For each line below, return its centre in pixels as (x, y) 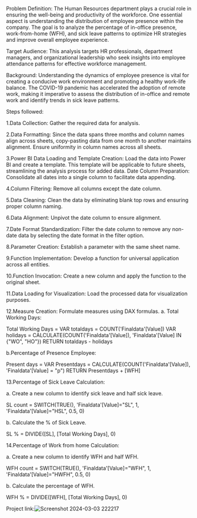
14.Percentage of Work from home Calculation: (63, 445)
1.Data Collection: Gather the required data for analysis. (73, 123)
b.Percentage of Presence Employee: (51, 353)
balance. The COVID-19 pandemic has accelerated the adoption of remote (96, 88)
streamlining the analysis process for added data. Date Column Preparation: (98, 171)
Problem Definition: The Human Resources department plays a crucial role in (99, 9)
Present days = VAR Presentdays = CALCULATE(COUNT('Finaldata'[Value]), (98, 364)
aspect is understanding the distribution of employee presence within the (95, 21)
